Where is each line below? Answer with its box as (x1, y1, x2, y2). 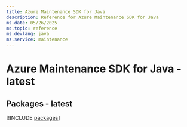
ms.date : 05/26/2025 (6, 20, 58, 26)
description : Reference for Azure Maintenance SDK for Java (6, 14, 160, 20)
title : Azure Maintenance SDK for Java (6, 8, 106, 15)
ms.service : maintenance (6, 36, 68, 42)
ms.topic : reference (6, 25, 58, 32)
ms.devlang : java (6, 31, 50, 37)
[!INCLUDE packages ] (6, 114, 60, 121)
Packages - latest (6, 98, 73, 109)
